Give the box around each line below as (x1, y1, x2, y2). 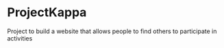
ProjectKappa (7, 5, 87, 20)
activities (7, 34, 33, 42)
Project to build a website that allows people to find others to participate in (7, 27, 217, 35)
